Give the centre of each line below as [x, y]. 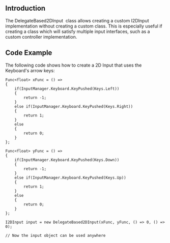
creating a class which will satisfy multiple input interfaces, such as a [78, 31]
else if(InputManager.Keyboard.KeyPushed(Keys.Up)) [70, 177]
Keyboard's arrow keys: [30, 70]
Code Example [29, 53]
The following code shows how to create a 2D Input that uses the [74, 65]
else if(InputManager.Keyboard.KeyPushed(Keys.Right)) [74, 106]
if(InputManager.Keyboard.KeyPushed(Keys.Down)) [67, 160]
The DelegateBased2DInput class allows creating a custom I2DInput [77, 20]
